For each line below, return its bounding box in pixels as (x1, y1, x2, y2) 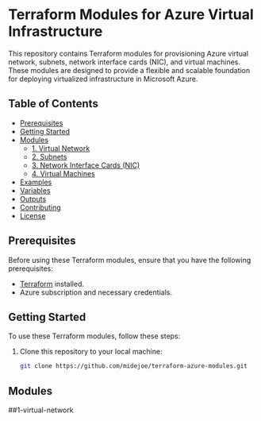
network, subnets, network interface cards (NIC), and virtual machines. (8, 57, 240, 67)
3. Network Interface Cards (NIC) (31, 160, 140, 170)
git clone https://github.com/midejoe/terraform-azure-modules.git (19, 362, 248, 370)
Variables (19, 185, 51, 195)
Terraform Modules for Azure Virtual (8, 6, 254, 24)
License (19, 210, 46, 220)
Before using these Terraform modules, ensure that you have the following (8, 255, 251, 265)
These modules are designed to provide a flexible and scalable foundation (8, 65, 251, 75)
